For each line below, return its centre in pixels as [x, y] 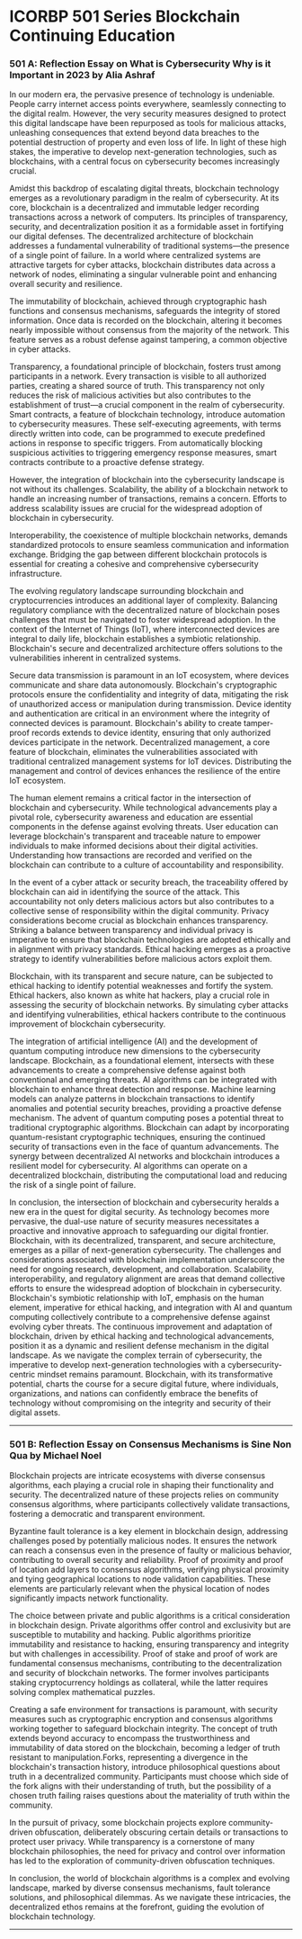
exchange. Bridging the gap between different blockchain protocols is [138, 554]
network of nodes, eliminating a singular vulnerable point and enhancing [143, 274]
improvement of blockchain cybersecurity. [88, 1024]
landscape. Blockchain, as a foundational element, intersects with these [142, 1061]
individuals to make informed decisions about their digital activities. [134, 846]
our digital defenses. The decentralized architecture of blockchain [131, 237]
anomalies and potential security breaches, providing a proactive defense [146, 1109]
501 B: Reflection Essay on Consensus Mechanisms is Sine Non [151, 1444]
